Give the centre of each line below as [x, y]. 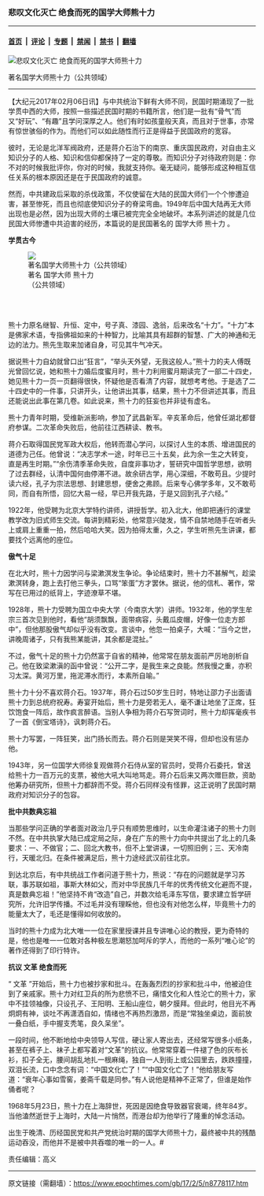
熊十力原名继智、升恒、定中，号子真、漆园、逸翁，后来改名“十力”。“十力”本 [131, 325]
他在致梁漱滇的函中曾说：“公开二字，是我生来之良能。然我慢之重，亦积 [137, 665]
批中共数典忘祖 [32, 811]
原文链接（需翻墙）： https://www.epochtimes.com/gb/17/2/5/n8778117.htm [128, 1183]
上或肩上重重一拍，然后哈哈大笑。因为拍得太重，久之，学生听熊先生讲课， [128, 529]
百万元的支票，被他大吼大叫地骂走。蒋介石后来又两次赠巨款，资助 [149, 774]
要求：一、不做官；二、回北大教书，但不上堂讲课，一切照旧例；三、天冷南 [128, 848]
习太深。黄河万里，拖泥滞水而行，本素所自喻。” [84, 675]
